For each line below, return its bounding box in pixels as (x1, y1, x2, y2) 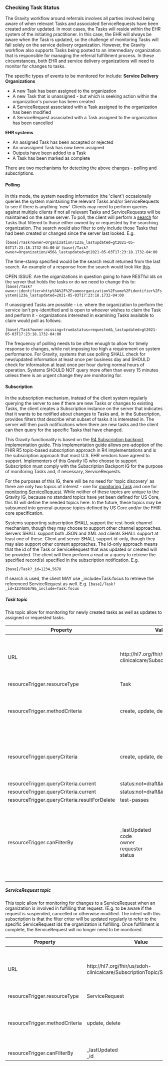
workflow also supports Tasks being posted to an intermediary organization (5, 47, 161, 54)
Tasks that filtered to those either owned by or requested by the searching (5, 219, 158, 225)
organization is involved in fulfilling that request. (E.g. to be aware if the (5, 905, 152, 911)
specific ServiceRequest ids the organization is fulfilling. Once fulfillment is (5, 921, 159, 927)
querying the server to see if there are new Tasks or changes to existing (5, 400, 153, 406)
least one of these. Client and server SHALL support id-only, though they (5, 535, 155, 542)
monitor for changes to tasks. (5, 63, 66, 69)
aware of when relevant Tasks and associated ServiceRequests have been (5, 21, 158, 27)
